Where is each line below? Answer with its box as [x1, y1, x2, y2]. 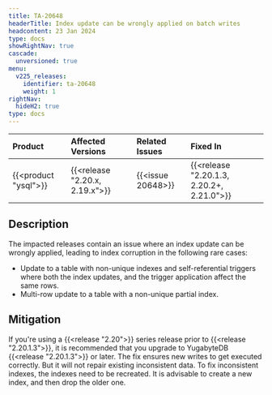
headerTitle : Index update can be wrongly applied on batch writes [8, 19, 241, 28]
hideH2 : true [15, 102, 60, 110]
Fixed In [189, 141, 222, 152]
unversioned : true [15, 58, 79, 66]
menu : [8, 65, 27, 73]
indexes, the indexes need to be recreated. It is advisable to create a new [8, 368, 253, 378]
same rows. [19, 281, 59, 290]
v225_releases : [15, 72, 67, 80]
